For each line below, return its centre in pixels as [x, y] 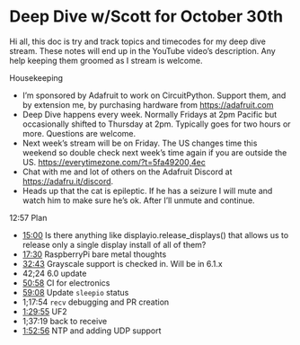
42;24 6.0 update [54, 273]
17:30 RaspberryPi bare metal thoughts [94, 254]
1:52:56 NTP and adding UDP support [92, 331]
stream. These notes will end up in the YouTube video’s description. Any [142, 50]
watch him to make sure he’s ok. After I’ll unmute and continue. [138, 200]
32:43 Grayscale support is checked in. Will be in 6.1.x [122, 263]
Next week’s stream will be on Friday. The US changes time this [140, 143]
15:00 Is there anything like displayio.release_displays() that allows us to [155, 234]
